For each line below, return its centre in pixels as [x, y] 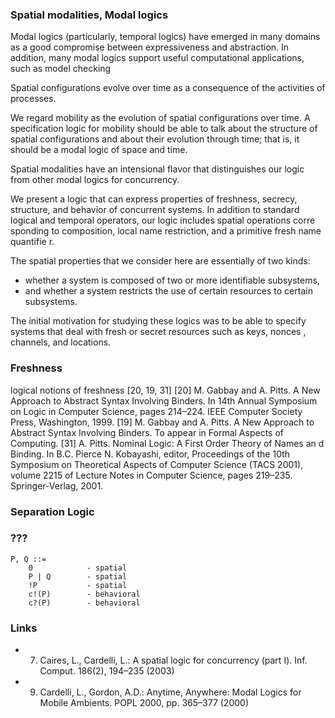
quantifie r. [32, 242]
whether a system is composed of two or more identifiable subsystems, [172, 280]
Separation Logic [52, 511]
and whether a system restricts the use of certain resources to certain [168, 291]
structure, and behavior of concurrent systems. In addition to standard [155, 210]
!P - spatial [78, 585]
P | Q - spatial [78, 576]
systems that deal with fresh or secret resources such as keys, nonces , [158, 332]
